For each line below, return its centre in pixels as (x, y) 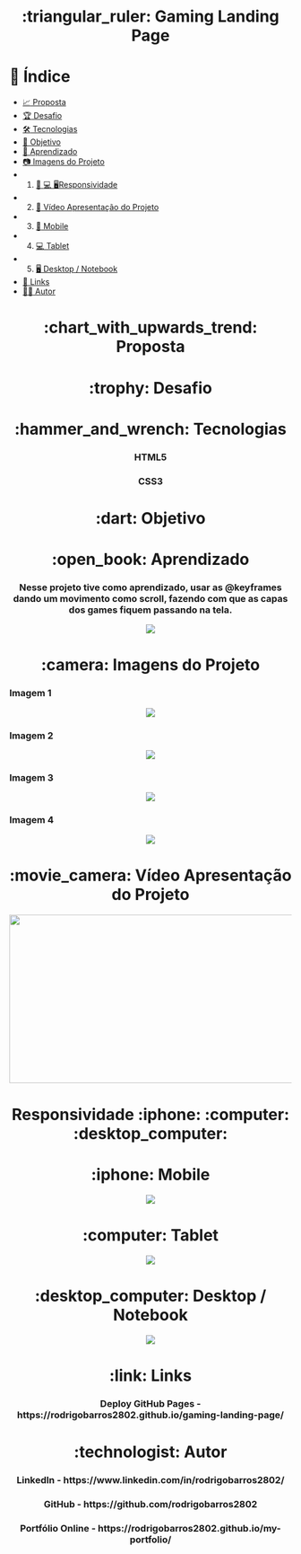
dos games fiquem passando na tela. (150, 610)
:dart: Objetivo (150, 518)
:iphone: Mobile (150, 1174)
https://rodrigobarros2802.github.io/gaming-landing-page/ (150, 1415)
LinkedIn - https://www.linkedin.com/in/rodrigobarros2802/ (150, 1479)
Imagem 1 (30, 693)
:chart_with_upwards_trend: (150, 327)
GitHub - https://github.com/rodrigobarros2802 (150, 1504)
